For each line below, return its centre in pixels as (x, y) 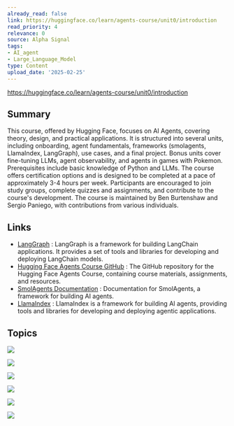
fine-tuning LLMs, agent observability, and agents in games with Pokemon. (115, 161)
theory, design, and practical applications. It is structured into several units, (115, 139)
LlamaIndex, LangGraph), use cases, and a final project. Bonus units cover (114, 153)
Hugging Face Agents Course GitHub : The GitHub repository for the (116, 267)
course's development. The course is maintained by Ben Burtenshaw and (112, 198)
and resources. (39, 281)
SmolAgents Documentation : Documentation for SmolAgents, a (109, 289)
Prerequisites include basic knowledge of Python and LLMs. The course (111, 168)
